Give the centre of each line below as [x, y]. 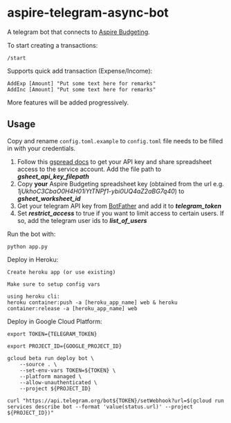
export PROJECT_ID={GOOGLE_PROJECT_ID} [65, 346]
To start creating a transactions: [53, 45]
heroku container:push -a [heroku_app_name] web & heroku [92, 303]
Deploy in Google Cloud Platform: [55, 321]
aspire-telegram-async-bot [88, 13]
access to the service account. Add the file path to [89, 169]
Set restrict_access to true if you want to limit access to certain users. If [121, 213]
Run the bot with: [31, 234]
